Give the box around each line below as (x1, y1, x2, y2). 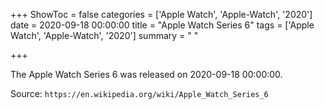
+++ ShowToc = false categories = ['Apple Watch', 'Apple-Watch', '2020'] (10, 9, 313, 20)
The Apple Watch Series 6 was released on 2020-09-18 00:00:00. (10, 69, 283, 80)
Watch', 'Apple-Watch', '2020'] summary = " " (10, 30, 199, 41)
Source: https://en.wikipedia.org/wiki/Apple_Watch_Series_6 (10, 88, 269, 99)
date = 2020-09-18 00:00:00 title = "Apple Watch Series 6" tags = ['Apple (10, 19, 315, 31)
